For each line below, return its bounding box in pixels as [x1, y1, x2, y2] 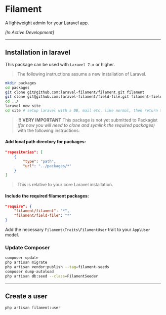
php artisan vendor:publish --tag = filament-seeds [5, 265, 110, 270]
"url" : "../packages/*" [23, 163, 72, 168]
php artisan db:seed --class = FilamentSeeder [5, 274, 98, 278]
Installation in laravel [5, 48, 71, 57]
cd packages [5, 85, 30, 90]
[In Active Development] [5, 29, 54, 35]
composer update [5, 255, 39, 260]
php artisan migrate [5, 260, 48, 265]
